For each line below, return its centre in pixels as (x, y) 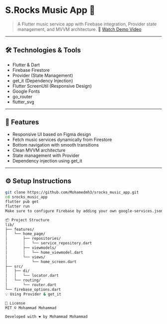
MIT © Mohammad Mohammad (31, 308)
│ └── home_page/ (25, 234)
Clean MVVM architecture (39, 150)
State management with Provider (46, 155)
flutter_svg (23, 102)
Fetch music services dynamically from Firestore (62, 140)
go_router (22, 96)
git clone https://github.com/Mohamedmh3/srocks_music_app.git (72, 192)
